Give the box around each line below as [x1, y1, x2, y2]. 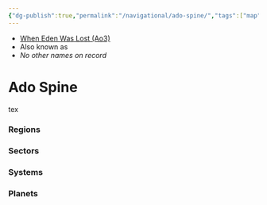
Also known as [19, 41, 68, 52]
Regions [8, 124, 41, 135]
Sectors [8, 145, 40, 157]
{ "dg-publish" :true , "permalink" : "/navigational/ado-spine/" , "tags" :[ [8, 11, 244, 20]
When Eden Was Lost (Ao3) [19, 33, 111, 43]
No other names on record [19, 50, 107, 60]
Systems [8, 167, 44, 178]
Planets [8, 188, 38, 199]
